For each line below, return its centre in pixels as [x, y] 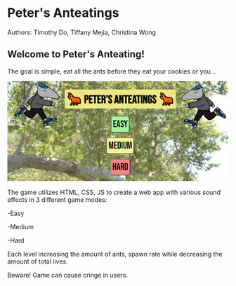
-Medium [20, 227]
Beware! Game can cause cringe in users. [68, 275]
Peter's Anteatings [63, 13]
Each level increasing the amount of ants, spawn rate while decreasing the [115, 254]
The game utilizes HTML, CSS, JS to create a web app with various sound [114, 192]
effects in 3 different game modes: [57, 200]
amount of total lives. [38, 261]
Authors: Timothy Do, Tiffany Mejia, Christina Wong [82, 32]
